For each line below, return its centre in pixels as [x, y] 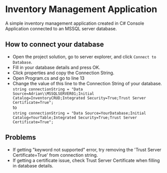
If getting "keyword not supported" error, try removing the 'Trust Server [87, 149]
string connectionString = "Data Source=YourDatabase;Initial [79, 113]
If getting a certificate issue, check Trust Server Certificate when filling [86, 160]
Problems [21, 137]
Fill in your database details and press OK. [56, 67]
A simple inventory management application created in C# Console [75, 23]
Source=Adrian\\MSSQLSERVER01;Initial [53, 94]
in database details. [33, 165]
